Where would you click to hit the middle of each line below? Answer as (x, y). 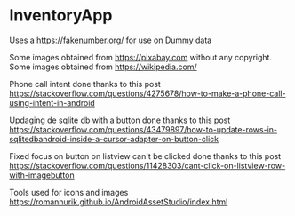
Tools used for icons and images (69, 192)
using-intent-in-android (52, 102)
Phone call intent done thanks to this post (85, 84)
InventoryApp (61, 16)
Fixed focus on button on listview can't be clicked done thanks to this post (145, 156)
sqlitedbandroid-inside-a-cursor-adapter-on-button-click (114, 139)
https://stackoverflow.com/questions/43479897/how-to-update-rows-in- (144, 129)
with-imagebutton (42, 175)
